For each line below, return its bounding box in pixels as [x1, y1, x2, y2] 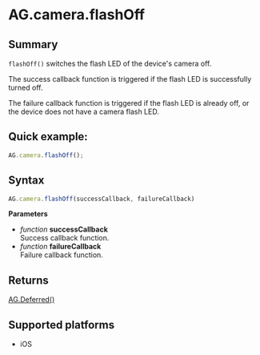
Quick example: [8, 130, 88, 143]
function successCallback [19, 224, 108, 234]
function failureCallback [19, 242, 102, 252]
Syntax [8, 174, 45, 188]
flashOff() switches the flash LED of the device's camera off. [8, 58, 212, 68]
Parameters [8, 209, 48, 219]
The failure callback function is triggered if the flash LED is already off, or [8, 99, 250, 107]
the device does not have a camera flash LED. [8, 107, 160, 116]
